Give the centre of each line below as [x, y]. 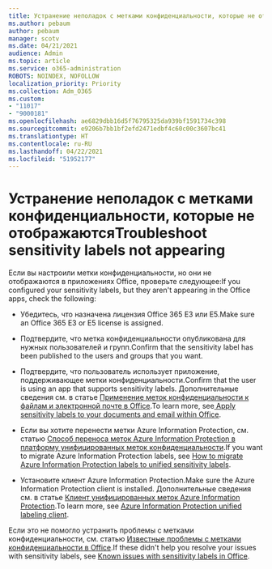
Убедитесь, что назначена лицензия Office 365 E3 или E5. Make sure [137, 314]
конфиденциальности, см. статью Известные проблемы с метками [125, 539]
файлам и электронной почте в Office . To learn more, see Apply [128, 406]
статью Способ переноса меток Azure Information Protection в [128, 439]
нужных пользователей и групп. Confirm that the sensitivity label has [136, 347]
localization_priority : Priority [65, 83]
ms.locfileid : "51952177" [52, 159]
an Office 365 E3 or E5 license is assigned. [91, 323]
